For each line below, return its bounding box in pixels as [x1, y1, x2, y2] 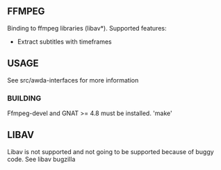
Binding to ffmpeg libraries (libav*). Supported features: [7, 24, 167, 32]
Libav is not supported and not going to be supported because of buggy [7, 147, 214, 155]
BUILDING [7, 93, 42, 103]
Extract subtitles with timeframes [17, 37, 113, 46]
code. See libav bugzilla [7, 155, 76, 163]
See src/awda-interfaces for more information [7, 76, 139, 84]
